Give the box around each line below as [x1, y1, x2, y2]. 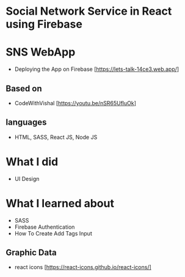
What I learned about [5, 196, 114, 210]
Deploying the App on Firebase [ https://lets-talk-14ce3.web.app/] [14, 65, 180, 73]
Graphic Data [5, 248, 57, 258]
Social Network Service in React [5, 4, 172, 18]
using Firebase [5, 17, 83, 31]
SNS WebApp [5, 45, 76, 59]
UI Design [14, 175, 40, 182]
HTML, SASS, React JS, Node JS [14, 133, 98, 141]
